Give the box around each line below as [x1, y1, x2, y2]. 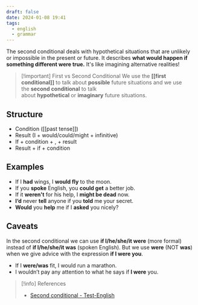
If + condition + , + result [14, 138, 77, 145]
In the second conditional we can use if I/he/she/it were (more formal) [6, 237, 182, 245]
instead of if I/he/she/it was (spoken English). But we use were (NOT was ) [6, 243, 193, 251]
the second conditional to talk [21, 85, 97, 92]
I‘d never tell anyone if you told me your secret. [14, 197, 134, 204]
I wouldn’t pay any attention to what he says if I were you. [14, 268, 159, 275]
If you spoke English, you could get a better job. [14, 184, 136, 191]
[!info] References [21, 280, 66, 287]
